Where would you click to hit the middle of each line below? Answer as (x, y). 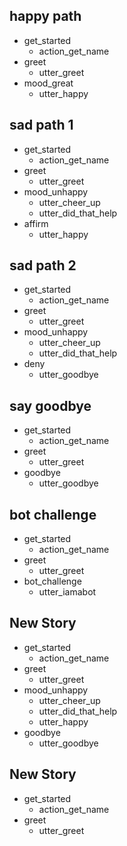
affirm (36, 223)
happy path (45, 16)
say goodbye (50, 405)
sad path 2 (43, 265)
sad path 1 (41, 125)
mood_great (48, 83)
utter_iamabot (67, 592)
